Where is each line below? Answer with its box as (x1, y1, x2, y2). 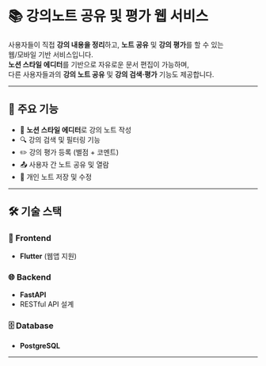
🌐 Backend (8, 272, 51, 283)
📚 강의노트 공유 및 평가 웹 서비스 (8, 7, 209, 25)
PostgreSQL (19, 341, 61, 351)
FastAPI (19, 290, 47, 299)
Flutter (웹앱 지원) (19, 251, 78, 261)
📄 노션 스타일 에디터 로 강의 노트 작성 (19, 124, 132, 135)
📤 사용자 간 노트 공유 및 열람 (19, 159, 109, 169)
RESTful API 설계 (19, 299, 74, 309)
